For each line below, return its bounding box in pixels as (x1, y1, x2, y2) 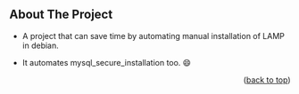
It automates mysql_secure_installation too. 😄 (21, 57, 192, 67)
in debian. (21, 40, 60, 51)
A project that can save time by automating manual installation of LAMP (21, 30, 286, 41)
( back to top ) (243, 74, 291, 85)
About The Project (9, 7, 113, 22)
